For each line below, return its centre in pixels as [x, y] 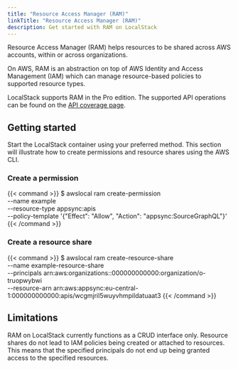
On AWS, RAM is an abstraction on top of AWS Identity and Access [106, 69]
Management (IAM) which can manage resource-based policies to [104, 76]
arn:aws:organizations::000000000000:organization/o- [125, 273]
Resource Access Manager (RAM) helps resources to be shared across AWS [119, 48]
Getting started [42, 128]
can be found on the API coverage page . [67, 105]
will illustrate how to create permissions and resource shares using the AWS [118, 152]
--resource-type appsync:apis [52, 209]
